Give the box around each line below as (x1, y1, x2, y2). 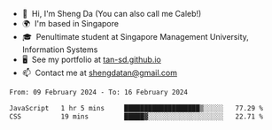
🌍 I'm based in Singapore (21, 19, 120, 28)
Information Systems (21, 44, 98, 55)
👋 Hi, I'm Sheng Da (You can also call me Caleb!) (21, 9, 202, 19)
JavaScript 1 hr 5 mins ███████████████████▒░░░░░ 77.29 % (9, 103, 264, 112)
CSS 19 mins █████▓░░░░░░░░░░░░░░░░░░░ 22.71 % (9, 111, 264, 121)
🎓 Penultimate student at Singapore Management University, (21, 32, 250, 42)
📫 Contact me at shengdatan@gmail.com (21, 67, 178, 78)
